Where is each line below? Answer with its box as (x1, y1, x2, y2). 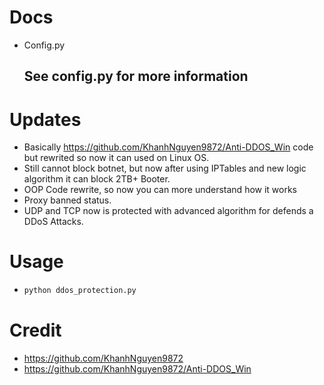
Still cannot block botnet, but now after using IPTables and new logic (23, 162, 307, 175)
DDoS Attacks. (23, 216, 84, 228)
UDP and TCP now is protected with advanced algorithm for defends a (23, 205, 314, 217)
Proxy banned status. (23, 194, 112, 206)
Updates (9, 108, 82, 131)
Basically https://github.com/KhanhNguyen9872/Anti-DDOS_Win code (23, 141, 314, 153)
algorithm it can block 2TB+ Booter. (23, 173, 171, 185)
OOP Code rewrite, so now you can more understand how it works (23, 184, 298, 196)
